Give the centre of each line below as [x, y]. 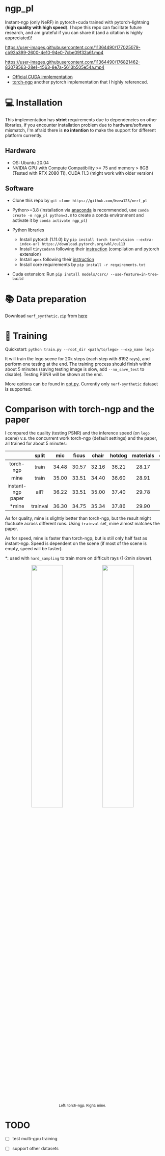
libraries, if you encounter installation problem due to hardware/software [78, 125]
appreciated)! [19, 38]
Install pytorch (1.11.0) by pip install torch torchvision [77, 239]
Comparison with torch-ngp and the [80, 409]
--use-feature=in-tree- [135, 274]
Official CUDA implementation [42, 77]
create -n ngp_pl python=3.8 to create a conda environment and [78, 215]
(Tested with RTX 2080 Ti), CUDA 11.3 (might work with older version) [83, 173]
